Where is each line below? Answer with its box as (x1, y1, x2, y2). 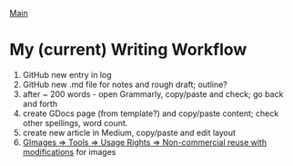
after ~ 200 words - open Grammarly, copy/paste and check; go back (22, 88, 284, 99)
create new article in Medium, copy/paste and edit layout (22, 127, 237, 138)
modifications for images (22, 146, 116, 157)
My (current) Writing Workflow (9, 40, 248, 60)
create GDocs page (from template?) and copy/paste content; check (22, 108, 279, 119)
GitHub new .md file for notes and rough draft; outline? (22, 79, 227, 90)
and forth (22, 98, 57, 109)
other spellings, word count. (22, 117, 128, 128)
